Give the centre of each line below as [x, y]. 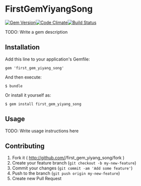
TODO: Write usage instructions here [42, 131]
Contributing [25, 146]
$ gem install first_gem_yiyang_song [43, 104]
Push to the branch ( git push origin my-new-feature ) [66, 173]
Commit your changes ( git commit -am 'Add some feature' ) [72, 168]
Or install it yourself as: [28, 95]
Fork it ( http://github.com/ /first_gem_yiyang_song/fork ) [68, 158]
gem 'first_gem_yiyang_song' [35, 68]
